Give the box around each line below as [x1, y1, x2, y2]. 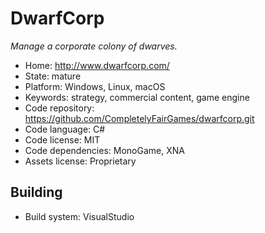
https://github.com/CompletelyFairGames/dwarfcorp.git [24, 112, 255, 124]
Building [10, 184, 63, 201]
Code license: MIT [24, 133, 101, 146]
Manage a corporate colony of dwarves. [10, 40, 178, 52]
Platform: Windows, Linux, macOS [24, 80, 166, 92]
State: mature [24, 70, 82, 82]
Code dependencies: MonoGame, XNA [24, 144, 185, 156]
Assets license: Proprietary [24, 155, 137, 167]
